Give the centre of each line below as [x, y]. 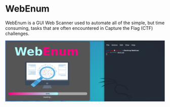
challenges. [17, 33]
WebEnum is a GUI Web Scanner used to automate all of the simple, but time [85, 23]
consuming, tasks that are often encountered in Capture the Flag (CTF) [79, 28]
